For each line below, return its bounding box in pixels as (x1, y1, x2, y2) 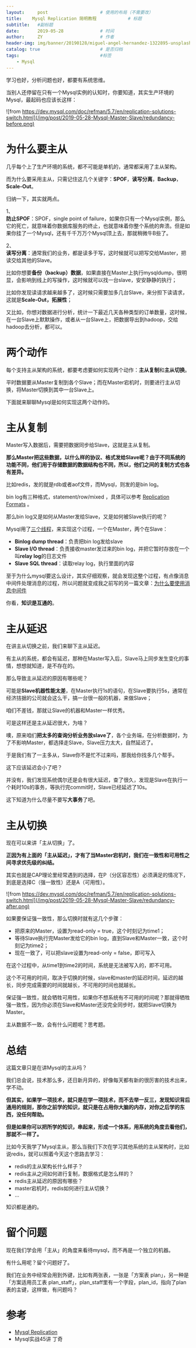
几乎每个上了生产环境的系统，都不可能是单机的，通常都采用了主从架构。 (6, 163, 180, 170)
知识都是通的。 (6, 1203, 42, 1211)
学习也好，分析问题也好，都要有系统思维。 (6, 76, 108, 83)
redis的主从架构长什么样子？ (14, 1163, 83, 1170)
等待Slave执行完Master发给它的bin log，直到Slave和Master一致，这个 (14, 935, 183, 942)
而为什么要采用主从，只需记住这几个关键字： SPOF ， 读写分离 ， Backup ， (6, 176, 182, 183)
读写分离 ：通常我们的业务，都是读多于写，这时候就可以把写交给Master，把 (6, 249, 187, 256)
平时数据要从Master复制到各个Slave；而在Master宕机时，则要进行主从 (6, 379, 176, 386)
